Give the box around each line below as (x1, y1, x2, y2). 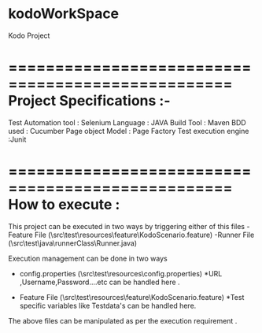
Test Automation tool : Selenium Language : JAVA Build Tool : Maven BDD (8, 117, 246, 127)
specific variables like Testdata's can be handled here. (19, 301, 197, 310)
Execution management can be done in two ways (8, 253, 168, 263)
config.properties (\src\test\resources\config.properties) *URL (19, 268, 223, 278)
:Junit (8, 135, 27, 144)
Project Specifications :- (8, 92, 171, 110)
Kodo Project (8, 31, 50, 40)
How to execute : (8, 196, 120, 213)
